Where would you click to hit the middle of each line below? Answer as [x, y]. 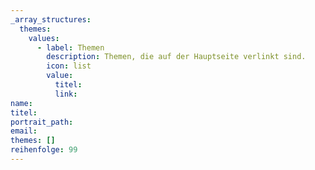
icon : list [69, 66]
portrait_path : [42, 122]
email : [24, 131]
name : [21, 103]
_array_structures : [51, 19]
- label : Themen [70, 47]
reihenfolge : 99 [44, 150]
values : [44, 38]
